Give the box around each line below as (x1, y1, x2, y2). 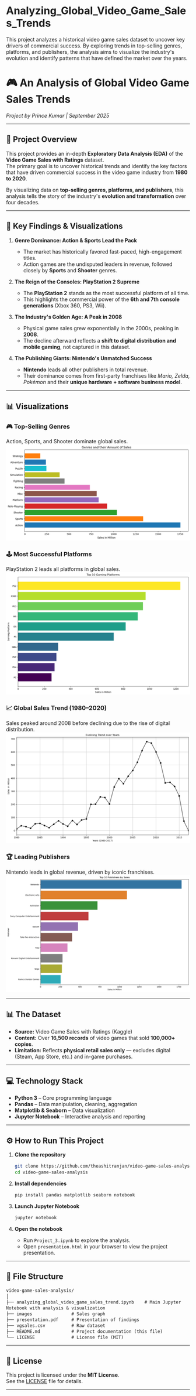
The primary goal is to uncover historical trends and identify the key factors (6, 162, 187, 169)
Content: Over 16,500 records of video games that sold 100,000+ (14, 1034, 176, 1041)
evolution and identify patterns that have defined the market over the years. (6, 54, 188, 61)
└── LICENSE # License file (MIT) (6, 1335, 124, 1340)
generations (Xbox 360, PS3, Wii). (23, 302, 107, 309)
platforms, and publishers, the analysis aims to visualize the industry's (6, 48, 175, 55)
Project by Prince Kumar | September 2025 (6, 112, 110, 119)
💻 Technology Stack (6, 1076, 83, 1086)
